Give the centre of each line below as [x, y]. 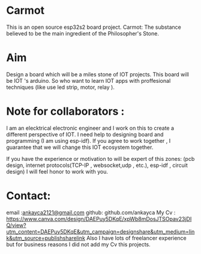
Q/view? [16, 225]
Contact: [28, 196]
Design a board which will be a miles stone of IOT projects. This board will [97, 74]
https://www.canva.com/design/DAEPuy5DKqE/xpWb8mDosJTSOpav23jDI [99, 219]
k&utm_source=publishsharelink [46, 238]
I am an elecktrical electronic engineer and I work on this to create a [90, 128]
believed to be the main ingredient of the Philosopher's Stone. [82, 33]
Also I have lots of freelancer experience [137, 238]
